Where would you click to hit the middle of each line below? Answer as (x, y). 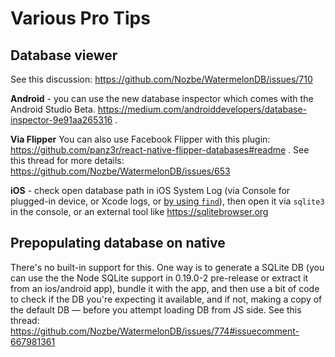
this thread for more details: (67, 160)
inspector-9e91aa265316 (61, 120)
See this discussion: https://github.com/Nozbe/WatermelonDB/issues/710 (161, 79)
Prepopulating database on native (118, 243)
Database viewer (64, 55)
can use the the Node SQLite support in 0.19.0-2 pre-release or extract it (159, 278)
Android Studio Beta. (53, 109)
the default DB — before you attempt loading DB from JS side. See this (156, 309)
